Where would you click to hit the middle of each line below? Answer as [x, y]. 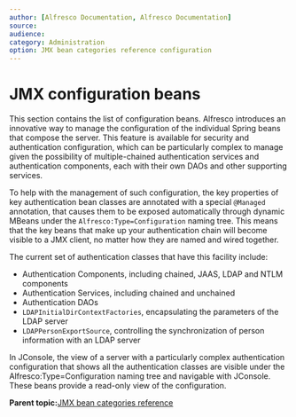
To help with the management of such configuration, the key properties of [144, 193]
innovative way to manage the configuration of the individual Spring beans [145, 129]
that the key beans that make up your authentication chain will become [138, 231]
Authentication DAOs [60, 303]
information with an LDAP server [81, 340]
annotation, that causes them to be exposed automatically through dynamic [147, 212]
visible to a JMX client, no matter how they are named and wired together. [144, 240]
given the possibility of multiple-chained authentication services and [134, 157]
